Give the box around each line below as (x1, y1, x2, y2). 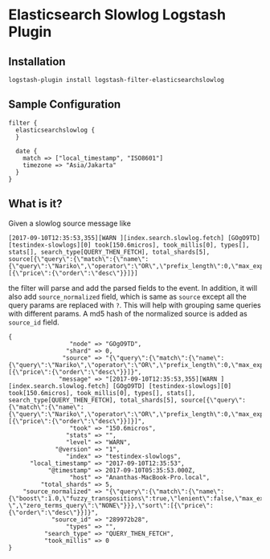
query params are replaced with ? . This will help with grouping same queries (8, 300, 261, 310)
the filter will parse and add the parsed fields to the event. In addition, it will (8, 283, 258, 292)
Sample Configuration (8, 98, 121, 112)
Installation (8, 55, 66, 68)
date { (15, 147, 38, 155)
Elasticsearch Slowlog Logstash (8, 6, 227, 24)
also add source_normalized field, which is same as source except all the (8, 292, 247, 301)
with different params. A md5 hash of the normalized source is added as (8, 308, 247, 318)
